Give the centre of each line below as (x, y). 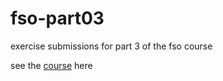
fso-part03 (57, 18)
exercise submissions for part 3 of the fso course (111, 46)
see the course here (51, 65)
